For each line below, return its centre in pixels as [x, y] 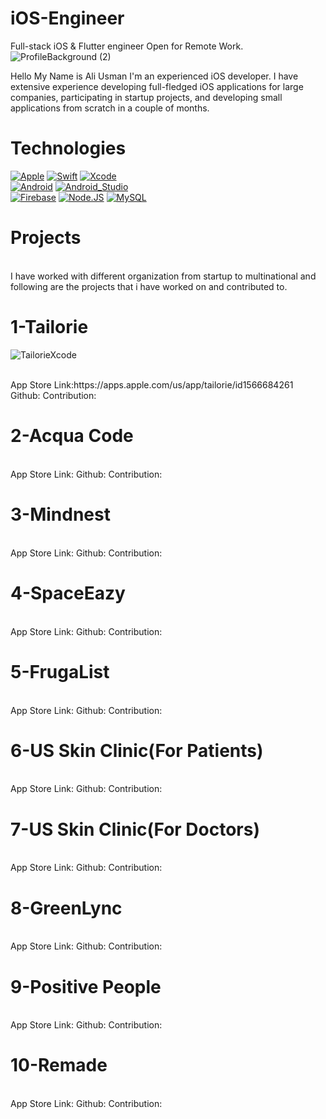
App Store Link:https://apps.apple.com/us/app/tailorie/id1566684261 [152, 384]
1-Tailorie [49, 327]
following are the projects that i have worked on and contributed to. [149, 286]
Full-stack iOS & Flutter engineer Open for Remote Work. [127, 46]
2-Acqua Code [72, 435]
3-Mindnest [60, 514]
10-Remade [59, 1065]
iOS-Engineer [67, 18]
